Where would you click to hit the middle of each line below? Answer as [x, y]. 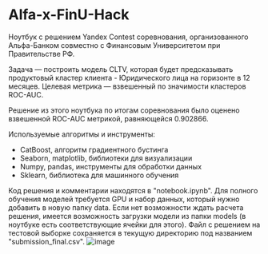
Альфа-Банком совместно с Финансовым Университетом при [114, 45]
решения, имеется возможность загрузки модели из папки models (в [127, 216]
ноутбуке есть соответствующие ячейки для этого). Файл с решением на [134, 224]
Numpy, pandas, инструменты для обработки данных [111, 166]
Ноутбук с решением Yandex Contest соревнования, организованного [128, 37]
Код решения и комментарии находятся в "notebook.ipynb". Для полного [133, 190]
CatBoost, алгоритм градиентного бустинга [94, 149]
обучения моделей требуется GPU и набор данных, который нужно [124, 199]
